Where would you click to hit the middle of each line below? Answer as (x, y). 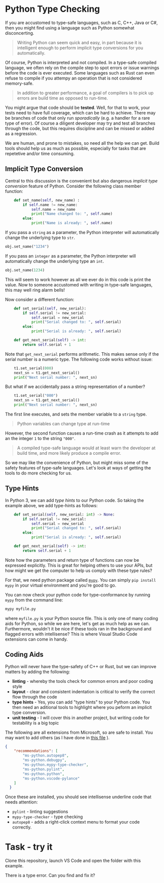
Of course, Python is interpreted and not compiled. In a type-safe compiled (81, 62)
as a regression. (21, 133)
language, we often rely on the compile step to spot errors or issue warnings (82, 68)
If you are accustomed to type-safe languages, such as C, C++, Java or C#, (82, 23)
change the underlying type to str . (40, 237)
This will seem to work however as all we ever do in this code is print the (78, 279)
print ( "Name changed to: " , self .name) (72, 214)
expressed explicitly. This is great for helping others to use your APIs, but (79, 565)
